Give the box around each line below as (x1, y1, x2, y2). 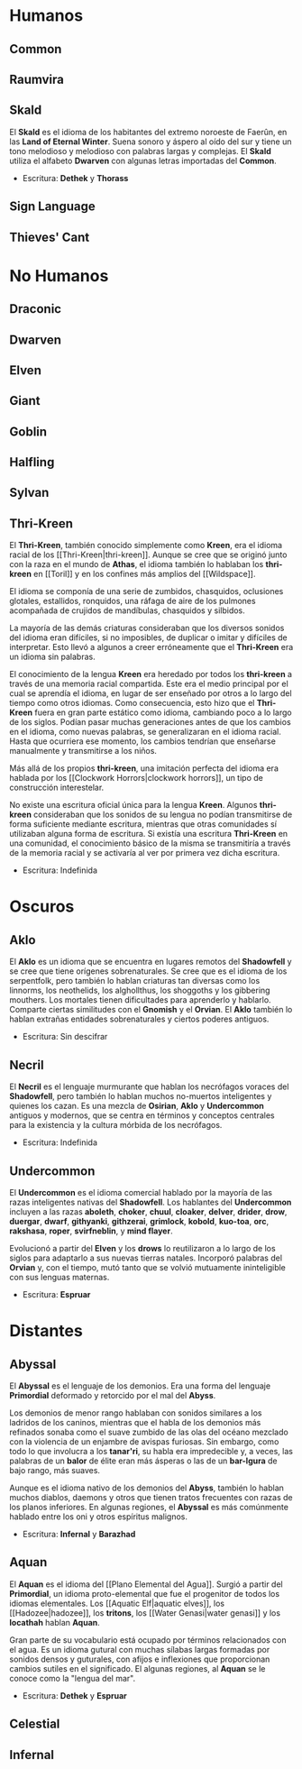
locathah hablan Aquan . (9, 1617, 101, 1627)
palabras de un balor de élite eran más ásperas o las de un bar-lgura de (9, 1455, 278, 1466)
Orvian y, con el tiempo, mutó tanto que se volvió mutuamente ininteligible (9, 1261, 287, 1272)
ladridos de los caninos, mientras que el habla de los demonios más (9, 1416, 261, 1427)
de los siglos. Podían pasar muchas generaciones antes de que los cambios (9, 717, 291, 728)
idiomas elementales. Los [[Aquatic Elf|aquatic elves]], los (9, 1598, 225, 1609)
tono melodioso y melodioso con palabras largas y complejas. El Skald (9, 145, 272, 156)
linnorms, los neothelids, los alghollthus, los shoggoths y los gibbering (9, 985, 270, 996)
